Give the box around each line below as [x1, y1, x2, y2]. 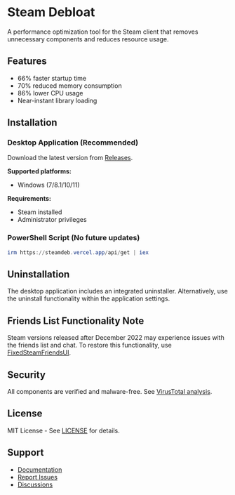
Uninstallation [7, 268, 70, 280]
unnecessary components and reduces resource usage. [7, 34, 170, 43]
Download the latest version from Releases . [7, 154, 133, 162]
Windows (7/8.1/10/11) [17, 180, 80, 190]
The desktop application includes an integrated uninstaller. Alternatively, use [7, 287, 228, 296]
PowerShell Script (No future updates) [7, 233, 140, 243]
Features [7, 55, 47, 67]
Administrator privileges [17, 216, 87, 224]
